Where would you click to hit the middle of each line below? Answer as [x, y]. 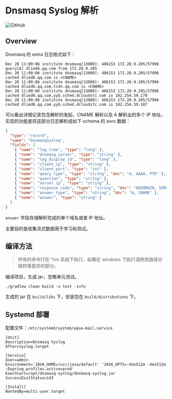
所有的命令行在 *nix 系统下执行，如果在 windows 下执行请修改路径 [88, 259]
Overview [21, 41]
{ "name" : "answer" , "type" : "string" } [58, 198]
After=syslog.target [27, 347]
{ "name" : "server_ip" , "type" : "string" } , [63, 183]
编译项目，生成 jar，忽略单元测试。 [42, 277]
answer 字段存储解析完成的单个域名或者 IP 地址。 [57, 217]
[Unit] [12, 338]
